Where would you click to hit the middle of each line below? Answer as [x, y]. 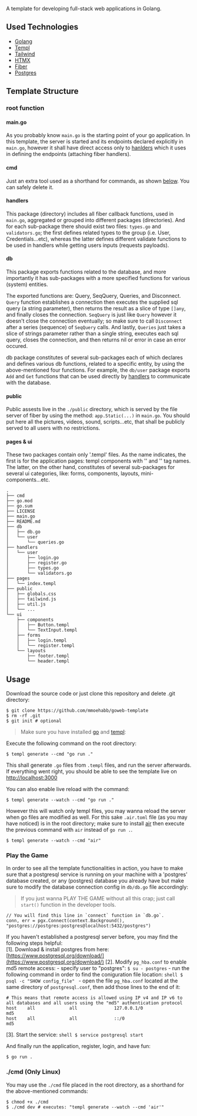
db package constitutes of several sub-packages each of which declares [95, 357]
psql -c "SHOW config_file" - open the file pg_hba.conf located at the [92, 981]
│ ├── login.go [33, 558]
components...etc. [28, 480]
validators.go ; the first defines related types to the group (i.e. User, [88, 232]
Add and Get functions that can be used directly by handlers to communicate [98, 376]
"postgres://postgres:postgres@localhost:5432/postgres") [79, 926]
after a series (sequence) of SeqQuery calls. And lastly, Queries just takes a [96, 327]
